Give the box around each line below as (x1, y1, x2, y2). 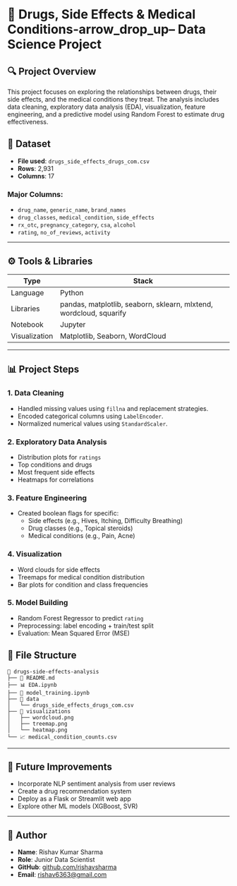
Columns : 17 (17, 172, 55, 180)
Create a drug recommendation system (17, 787, 132, 796)
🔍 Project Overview (7, 65, 97, 77)
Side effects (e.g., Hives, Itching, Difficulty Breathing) (28, 517, 183, 525)
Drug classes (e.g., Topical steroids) (28, 524, 133, 532)
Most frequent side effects (17, 467, 95, 476)
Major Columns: (7, 189, 63, 199)
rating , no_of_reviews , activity (17, 228, 111, 237)
